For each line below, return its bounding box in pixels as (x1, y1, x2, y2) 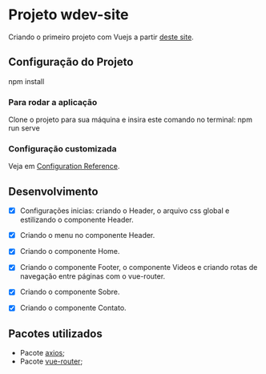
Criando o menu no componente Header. (19, 231, 155, 240)
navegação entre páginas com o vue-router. (19, 271, 166, 281)
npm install (8, 76, 45, 86)
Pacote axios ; (19, 348, 66, 358)
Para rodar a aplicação (8, 96, 98, 107)
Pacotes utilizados (8, 327, 103, 340)
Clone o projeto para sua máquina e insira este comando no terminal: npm (8, 115, 252, 125)
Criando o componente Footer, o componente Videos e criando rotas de (19, 263, 258, 272)
